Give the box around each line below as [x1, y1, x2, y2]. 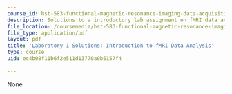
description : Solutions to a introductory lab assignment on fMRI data [7, 17, 217, 23]
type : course [7, 49, 45, 56]
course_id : [7, 10, 39, 17]
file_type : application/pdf [7, 29, 88, 37]
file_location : [7, 23, 51, 30]
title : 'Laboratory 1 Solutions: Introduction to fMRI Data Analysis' [7, 42, 215, 49]
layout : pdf [7, 36, 41, 43]
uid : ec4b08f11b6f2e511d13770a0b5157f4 [7, 55, 122, 62]
